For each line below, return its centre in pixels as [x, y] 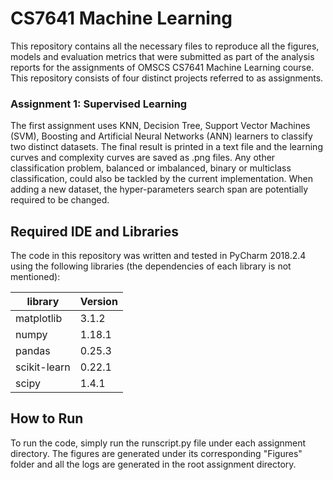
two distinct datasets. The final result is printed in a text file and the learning [166, 147]
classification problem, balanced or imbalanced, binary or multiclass [151, 168]
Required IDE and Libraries [94, 231]
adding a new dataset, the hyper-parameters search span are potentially [159, 189]
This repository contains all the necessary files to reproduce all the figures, [165, 46]
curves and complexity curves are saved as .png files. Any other [143, 158]
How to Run [47, 418]
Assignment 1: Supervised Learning [99, 104]
